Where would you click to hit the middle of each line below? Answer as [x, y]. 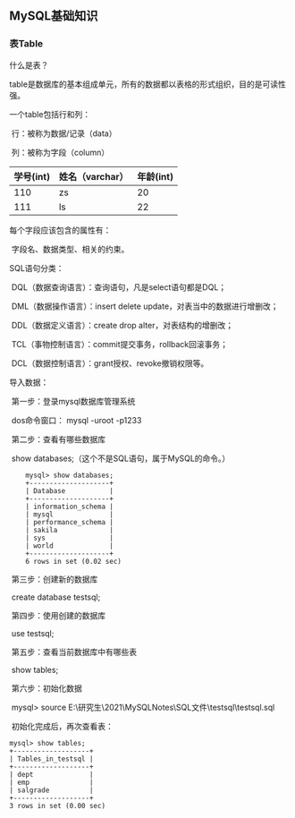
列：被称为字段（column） [60, 152]
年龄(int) [156, 176]
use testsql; [33, 633]
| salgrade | [51, 790]
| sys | [70, 538]
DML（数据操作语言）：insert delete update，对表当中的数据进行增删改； [145, 306]
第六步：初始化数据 [46, 688]
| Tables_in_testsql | [51, 759]
